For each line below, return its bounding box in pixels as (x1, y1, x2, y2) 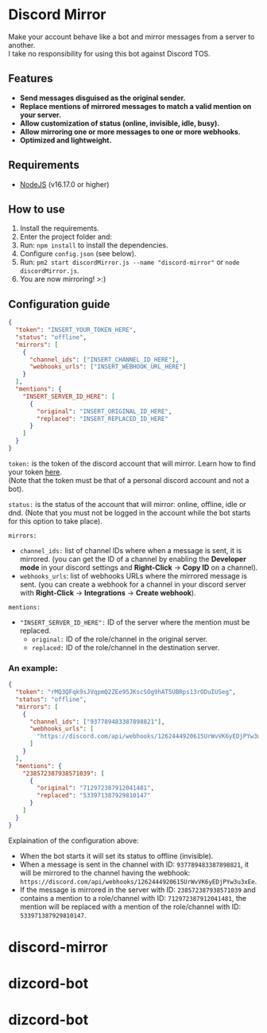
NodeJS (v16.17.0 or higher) (19, 179, 110, 189)
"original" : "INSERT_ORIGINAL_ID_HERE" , (37, 407, 172, 415)
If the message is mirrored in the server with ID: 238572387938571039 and (19, 885, 256, 895)
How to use (8, 202, 65, 216)
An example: (8, 662, 58, 673)
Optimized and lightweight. (19, 135, 112, 145)
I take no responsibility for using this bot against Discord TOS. (8, 49, 211, 58)
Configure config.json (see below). (19, 249, 137, 259)
